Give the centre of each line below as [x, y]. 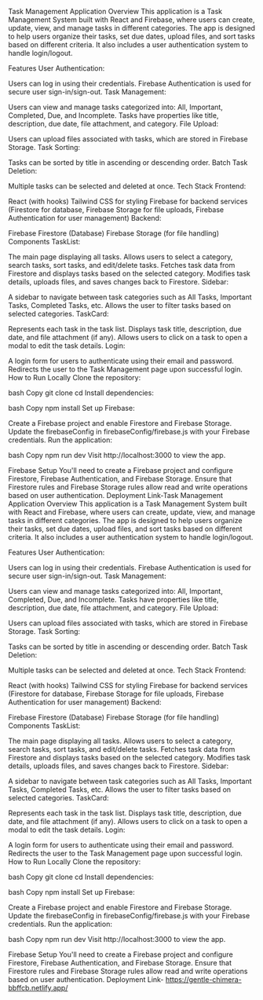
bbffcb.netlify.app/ [38, 988]
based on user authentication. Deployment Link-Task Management [116, 495]
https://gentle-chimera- [203, 980]
